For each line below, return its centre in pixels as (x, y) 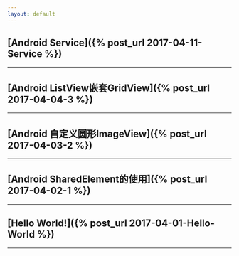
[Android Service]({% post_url (76, 43)
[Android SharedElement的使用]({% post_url (107, 180)
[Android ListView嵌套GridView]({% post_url (109, 88)
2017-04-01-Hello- (172, 224)
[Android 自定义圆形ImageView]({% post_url (107, 133)
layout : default (31, 14)
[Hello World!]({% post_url (68, 224)
